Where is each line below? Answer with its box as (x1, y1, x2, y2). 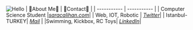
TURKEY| (6, 18, 29, 24)
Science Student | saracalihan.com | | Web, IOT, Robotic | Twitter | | (6, 12, 165, 18)
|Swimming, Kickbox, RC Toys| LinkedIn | (44, 18, 142, 24)
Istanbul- (166, 12, 188, 18)
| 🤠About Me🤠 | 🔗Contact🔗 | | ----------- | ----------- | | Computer (25, 6, 185, 12)
